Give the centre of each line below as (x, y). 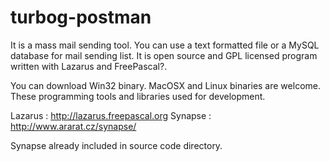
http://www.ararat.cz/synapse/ (73, 126)
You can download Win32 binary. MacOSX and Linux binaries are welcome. (165, 85)
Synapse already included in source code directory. (116, 145)
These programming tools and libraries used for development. (138, 96)
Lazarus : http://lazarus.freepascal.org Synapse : (111, 115)
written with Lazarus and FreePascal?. (89, 66)
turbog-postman (81, 17)
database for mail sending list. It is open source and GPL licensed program (164, 55)
